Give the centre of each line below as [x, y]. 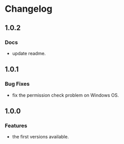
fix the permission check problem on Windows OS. [66, 95]
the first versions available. [41, 137]
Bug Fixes [17, 84]
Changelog [29, 9]
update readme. [29, 53]
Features [16, 126]
